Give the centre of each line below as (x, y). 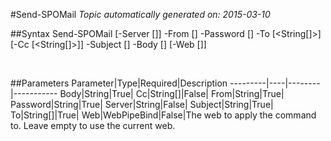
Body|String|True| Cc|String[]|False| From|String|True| (172, 93)
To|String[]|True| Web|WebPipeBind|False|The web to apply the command (163, 115)
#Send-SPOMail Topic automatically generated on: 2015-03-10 (140, 14)
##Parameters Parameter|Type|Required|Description (119, 83)
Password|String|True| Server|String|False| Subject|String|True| (142, 104)
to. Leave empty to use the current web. (93, 125)
